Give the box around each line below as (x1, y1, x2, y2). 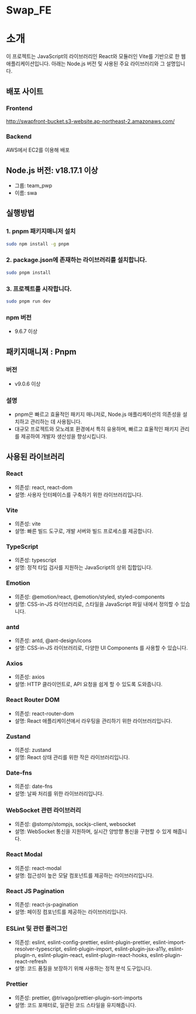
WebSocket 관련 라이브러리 (6, 806, 81, 814)
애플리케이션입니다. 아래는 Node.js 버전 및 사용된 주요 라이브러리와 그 (6, 60, 165, 68)
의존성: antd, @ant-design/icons (14, 637, 92, 644)
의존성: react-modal (14, 864, 61, 871)
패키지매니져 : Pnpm (6, 347, 77, 357)
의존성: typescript (14, 556, 57, 564)
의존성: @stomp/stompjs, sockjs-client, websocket (14, 821, 136, 828)
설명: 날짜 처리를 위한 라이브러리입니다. (14, 790, 104, 797)
